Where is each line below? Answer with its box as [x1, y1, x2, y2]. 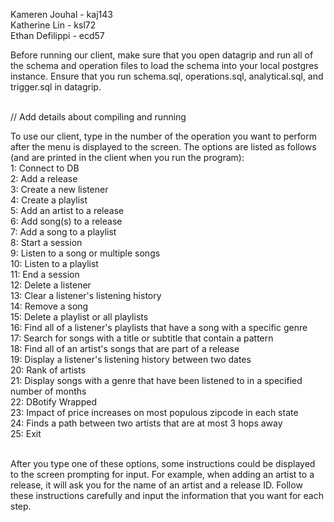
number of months [10, 385, 87, 397]
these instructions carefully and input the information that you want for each [10, 490, 324, 501]
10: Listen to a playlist [10, 258, 99, 269]
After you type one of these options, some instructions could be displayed [10, 458, 316, 469]
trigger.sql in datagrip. [10, 81, 102, 93]
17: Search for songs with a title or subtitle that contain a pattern [10, 332, 274, 344]
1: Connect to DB [10, 162, 80, 174]
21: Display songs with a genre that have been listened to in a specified [10, 375, 303, 386]
